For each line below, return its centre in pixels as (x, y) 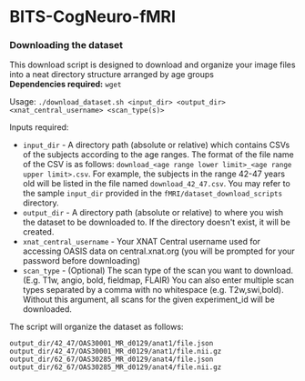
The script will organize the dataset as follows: (97, 327)
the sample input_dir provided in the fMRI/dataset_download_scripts (152, 194)
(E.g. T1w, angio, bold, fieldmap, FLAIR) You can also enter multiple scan (158, 280)
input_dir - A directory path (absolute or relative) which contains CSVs (156, 145)
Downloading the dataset (66, 45)
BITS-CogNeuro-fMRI (92, 17)
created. (38, 232)
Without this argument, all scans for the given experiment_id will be (148, 300)
